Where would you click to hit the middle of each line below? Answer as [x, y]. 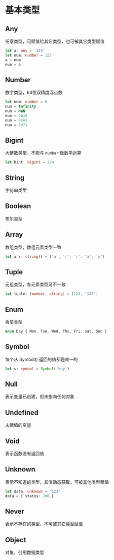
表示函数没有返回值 [25, 453]
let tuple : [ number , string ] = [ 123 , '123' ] [52, 294]
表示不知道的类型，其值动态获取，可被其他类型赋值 [57, 482]
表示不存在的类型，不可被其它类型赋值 [44, 524]
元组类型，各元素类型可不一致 [35, 284]
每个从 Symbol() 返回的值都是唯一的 [41, 359]
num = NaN [15, 111]
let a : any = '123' [25, 51]
